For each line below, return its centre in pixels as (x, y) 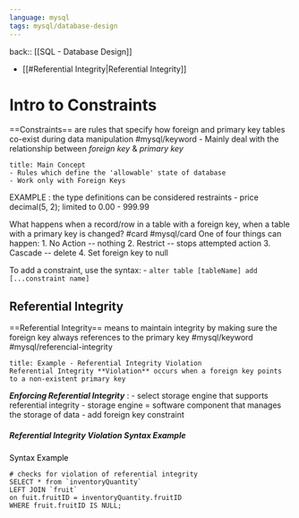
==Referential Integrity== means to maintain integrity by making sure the (143, 328)
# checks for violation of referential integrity (104, 475)
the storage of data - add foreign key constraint (97, 415)
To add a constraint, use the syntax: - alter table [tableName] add (133, 271)
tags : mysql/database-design (64, 26)
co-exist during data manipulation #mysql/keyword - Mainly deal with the (144, 139)
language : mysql (39, 17)
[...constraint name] (50, 279)
